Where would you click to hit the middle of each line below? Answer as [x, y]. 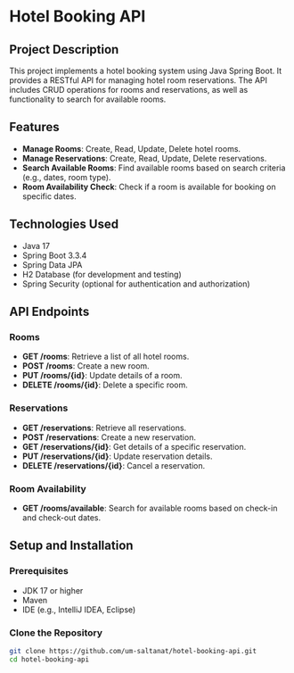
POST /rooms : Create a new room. [86, 366]
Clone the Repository [56, 633]
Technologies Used [64, 224]
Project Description [64, 50]
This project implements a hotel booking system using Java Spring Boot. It [146, 71]
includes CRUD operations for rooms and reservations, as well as [129, 90]
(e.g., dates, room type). [66, 177]
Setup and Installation [71, 546]
